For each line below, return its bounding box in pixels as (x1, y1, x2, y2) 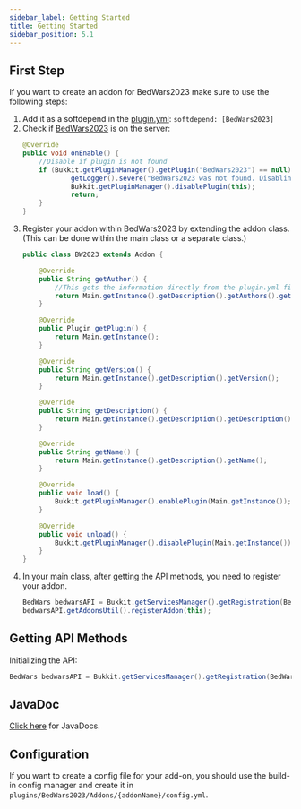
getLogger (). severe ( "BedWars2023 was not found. (70, 174, 256, 183)
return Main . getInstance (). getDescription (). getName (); (55, 456, 268, 465)
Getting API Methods (9, 631, 128, 646)
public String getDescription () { (39, 407, 168, 416)
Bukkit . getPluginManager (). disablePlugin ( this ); (70, 182, 256, 191)
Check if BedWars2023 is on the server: (21, 123, 170, 134)
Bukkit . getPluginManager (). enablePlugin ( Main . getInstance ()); (55, 497, 292, 506)
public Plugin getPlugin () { (39, 324, 148, 333)
